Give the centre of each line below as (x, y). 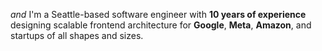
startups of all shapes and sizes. (77, 35)
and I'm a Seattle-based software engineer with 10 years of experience (158, 14)
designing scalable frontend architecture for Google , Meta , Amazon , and (161, 25)
